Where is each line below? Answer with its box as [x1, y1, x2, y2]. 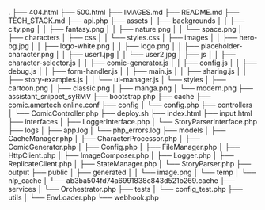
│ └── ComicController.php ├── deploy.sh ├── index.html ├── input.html [8, 109, 252, 118]
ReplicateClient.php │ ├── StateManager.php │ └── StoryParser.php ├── [8, 159, 252, 168]
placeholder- [200, 41, 243, 51]
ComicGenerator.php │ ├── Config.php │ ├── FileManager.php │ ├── [8, 143, 240, 151]
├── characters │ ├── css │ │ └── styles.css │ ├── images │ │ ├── [8, 32, 238, 42]
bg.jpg [8, 41, 29, 51]
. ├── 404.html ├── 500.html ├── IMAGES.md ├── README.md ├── [8, 8, 240, 17]
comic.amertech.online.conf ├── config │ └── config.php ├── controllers [8, 100, 253, 109]
